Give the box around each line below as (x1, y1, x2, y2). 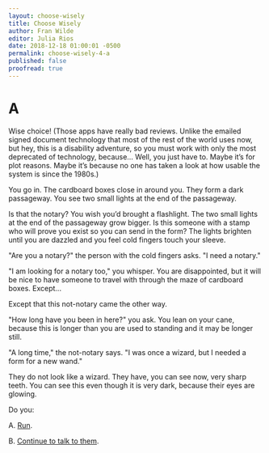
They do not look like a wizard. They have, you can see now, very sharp (8, 371, 247, 381)
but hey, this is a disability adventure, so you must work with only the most (8, 143, 257, 153)
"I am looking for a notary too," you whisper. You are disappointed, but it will (8, 266, 261, 276)
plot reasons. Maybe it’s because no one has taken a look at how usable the (8, 160, 261, 170)
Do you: (8, 404, 35, 414)
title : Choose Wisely (8, 19, 82, 28)
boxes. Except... (8, 283, 62, 293)
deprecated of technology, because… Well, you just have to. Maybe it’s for (8, 151, 256, 162)
